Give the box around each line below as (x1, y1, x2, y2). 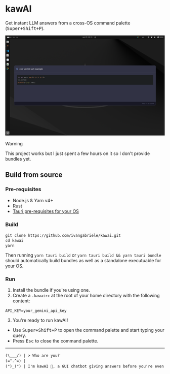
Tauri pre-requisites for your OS (12, 208, 79, 214)
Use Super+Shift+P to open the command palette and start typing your (12, 327, 164, 333)
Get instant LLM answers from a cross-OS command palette (5, 20, 131, 26)
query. (12, 332, 26, 338)
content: (12, 298, 30, 304)
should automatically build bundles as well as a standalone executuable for (5, 257, 161, 263)
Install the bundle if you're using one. (12, 287, 90, 293)
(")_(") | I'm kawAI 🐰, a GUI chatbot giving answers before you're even (5, 364, 164, 369)
